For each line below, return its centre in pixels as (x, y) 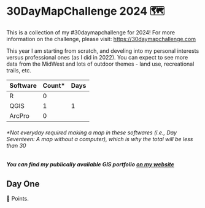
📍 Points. (17, 198)
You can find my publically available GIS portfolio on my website (91, 164)
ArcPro (19, 115)
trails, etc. (19, 70)
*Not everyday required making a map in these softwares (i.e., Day (91, 133)
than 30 (16, 145)
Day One (23, 184)
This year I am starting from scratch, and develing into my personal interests (103, 51)
